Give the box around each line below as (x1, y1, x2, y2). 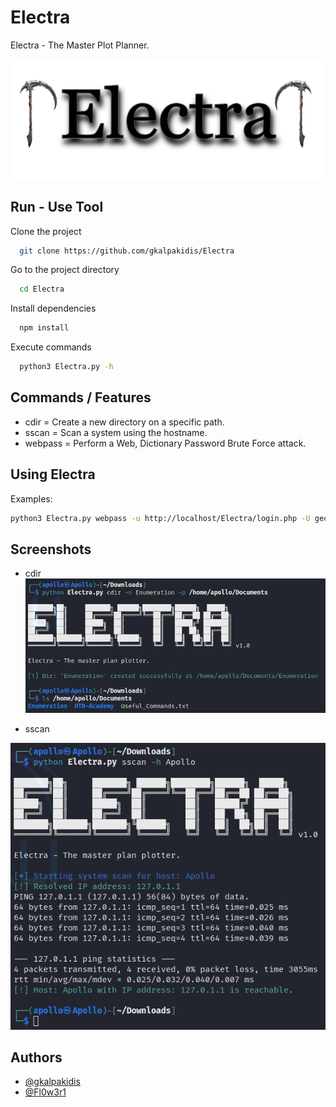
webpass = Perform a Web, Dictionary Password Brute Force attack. (24, 437, 307, 449)
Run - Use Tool (10, 199, 104, 216)
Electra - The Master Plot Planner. (10, 39, 150, 51)
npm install (19, 323, 70, 333)
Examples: (10, 492, 53, 505)
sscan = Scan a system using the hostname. (24, 426, 208, 438)
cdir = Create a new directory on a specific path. (24, 416, 225, 428)
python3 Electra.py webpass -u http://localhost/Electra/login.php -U (10, 513, 311, 523)
